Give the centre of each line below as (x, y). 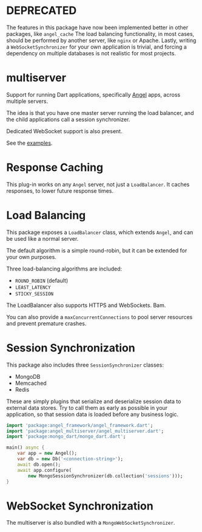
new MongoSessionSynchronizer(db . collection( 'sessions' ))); (106, 476)
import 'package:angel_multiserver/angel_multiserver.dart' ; (85, 431)
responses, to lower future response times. (60, 191)
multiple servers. (27, 101)
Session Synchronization (71, 348)
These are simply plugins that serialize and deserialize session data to (94, 401)
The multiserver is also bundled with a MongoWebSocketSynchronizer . (91, 523)
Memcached (31, 383)
